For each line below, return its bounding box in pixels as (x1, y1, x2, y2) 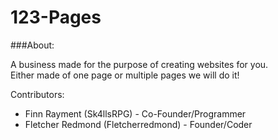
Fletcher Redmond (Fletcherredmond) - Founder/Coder (24, 118, 253, 130)
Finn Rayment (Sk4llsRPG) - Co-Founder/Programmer (24, 107, 247, 120)
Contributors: (10, 88, 65, 100)
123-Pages (10, 6, 102, 29)
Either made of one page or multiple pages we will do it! (10, 69, 240, 81)
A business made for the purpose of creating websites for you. (10, 58, 269, 70)
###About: (10, 39, 55, 51)
